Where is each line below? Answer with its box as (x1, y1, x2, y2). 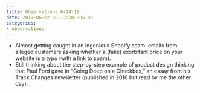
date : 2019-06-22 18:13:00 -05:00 (6, 14, 94, 20)
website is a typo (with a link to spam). (15, 55, 111, 62)
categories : (6, 20, 36, 26)
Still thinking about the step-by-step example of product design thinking (15, 61, 195, 68)
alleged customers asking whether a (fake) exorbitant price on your (15, 49, 183, 56)
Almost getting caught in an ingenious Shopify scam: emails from (15, 42, 178, 49)
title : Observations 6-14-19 (6, 8, 80, 15)
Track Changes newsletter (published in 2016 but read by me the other (15, 74, 192, 81)
